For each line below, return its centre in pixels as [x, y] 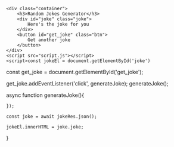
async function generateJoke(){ [45, 95]
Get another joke [49, 40]
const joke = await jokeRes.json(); [52, 117]
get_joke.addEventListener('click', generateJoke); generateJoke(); [87, 83]
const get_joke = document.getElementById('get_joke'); [75, 72]
